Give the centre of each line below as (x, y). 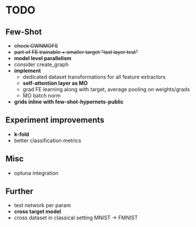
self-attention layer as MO (55, 83)
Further (19, 192)
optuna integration (36, 173)
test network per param (42, 205)
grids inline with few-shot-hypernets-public (69, 102)
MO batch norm (42, 95)
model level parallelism (42, 58)
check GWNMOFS (36, 46)
